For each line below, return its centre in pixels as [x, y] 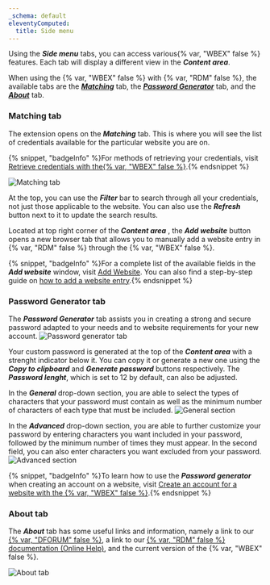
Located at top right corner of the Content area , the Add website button [130, 230]
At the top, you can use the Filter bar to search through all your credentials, [133, 198]
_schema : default [37, 16]
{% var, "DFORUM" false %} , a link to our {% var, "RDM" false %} [117, 540]
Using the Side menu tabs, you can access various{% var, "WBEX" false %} [134, 54]
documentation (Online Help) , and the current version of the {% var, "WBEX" [135, 549]
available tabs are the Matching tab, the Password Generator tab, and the [132, 86]
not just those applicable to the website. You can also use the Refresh [125, 206]
